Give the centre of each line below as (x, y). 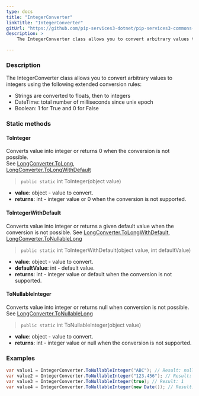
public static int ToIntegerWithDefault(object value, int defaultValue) (106, 250)
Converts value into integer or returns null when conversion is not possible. (98, 307)
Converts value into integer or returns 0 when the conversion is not (88, 151)
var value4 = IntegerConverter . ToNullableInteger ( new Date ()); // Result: (100, 387)
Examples (21, 358)
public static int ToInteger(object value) (71, 181)
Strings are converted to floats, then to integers (73, 96)
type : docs (20, 12)
